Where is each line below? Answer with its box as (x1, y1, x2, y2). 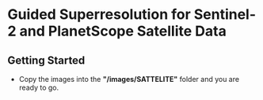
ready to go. (18, 83, 59, 92)
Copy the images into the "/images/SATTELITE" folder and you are (18, 75, 239, 83)
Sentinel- (193, 6, 257, 24)
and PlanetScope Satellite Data (19, 22, 227, 40)
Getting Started (7, 54, 86, 67)
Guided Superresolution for (7, 6, 191, 24)
